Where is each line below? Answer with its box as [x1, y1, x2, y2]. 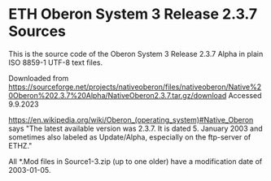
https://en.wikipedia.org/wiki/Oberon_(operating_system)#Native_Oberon [8, 114, 254, 124]
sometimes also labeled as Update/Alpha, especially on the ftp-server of [8, 131, 251, 142]
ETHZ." [8, 140, 33, 150]
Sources [8, 22, 67, 41]
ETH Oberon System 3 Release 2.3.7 [8, 5, 258, 24]
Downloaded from [8, 73, 69, 83]
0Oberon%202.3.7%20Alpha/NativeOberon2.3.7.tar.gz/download [8, 90, 227, 100]
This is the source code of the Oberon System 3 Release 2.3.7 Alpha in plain [8, 49, 264, 58]
